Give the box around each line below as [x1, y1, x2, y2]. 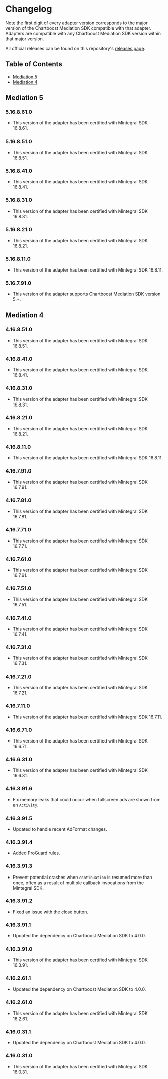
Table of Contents [5, 60, 63, 69]
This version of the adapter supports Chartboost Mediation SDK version [12, 291, 161, 297]
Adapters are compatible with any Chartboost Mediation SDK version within [5, 30, 161, 36]
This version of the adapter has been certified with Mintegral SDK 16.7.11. [12, 714, 163, 720]
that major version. [5, 36, 44, 42]
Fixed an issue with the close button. [12, 909, 89, 915]
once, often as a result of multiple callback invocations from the [12, 880, 144, 886]
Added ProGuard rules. [12, 850, 60, 856]
